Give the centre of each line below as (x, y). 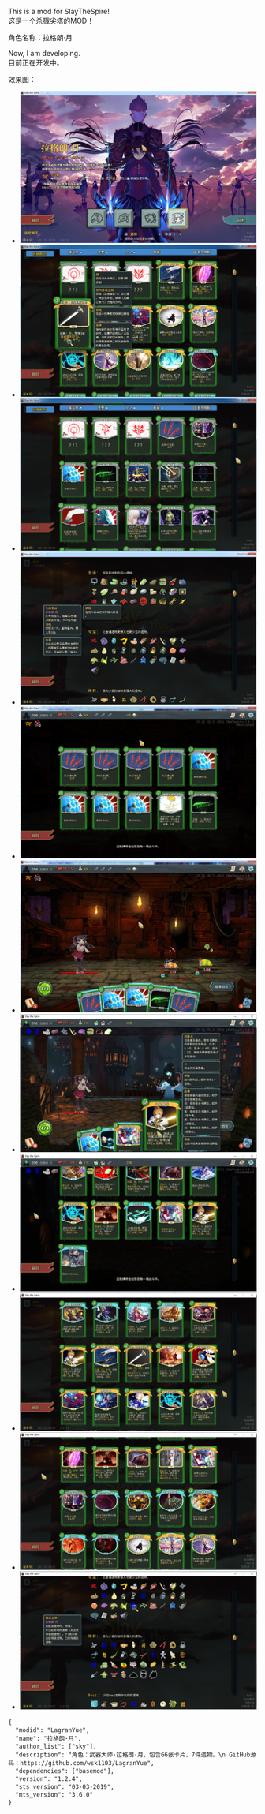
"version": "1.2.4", (49, 1778)
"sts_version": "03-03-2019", (65, 1786)
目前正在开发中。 (36, 63)
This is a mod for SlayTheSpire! (59, 11)
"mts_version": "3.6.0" (54, 1794)
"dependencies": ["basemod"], (65, 1771)
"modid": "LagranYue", (52, 1730)
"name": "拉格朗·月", (48, 1738)
